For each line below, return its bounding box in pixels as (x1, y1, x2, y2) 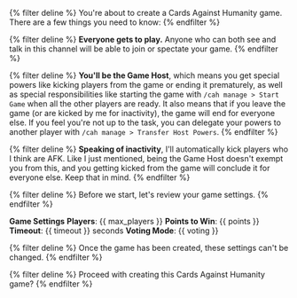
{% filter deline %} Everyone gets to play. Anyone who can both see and (9, 35, 277, 44)
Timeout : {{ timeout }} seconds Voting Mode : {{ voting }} (9, 225, 219, 236)
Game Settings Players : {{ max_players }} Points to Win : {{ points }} (9, 216, 260, 226)
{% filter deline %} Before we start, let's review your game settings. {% (9, 190, 269, 200)
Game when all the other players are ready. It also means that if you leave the (9, 98, 286, 109)
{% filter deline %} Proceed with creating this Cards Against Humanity (9, 270, 266, 279)
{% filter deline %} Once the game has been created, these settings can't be (9, 243, 289, 253)
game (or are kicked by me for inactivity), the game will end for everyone (9, 108, 276, 118)
